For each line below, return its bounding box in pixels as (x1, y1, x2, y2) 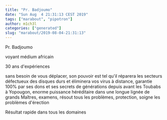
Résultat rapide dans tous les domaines (5, 109, 86, 115)
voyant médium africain (5, 54, 54, 60)
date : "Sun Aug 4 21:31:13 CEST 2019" (5, 12, 88, 17)
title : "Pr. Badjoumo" (5, 7, 52, 12)
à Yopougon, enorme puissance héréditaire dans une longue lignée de (5, 89, 150, 95)
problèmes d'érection (5, 100, 49, 105)
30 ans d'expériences (5, 63, 50, 69)
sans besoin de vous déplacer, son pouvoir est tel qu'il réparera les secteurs (5, 73, 162, 79)
